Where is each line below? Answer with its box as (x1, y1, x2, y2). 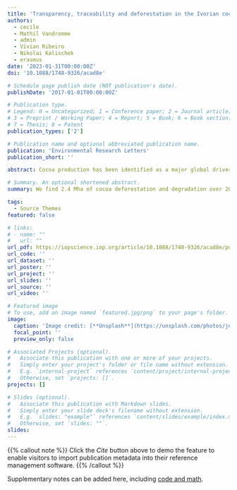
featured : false (7, 211, 55, 219)
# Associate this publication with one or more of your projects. (7, 354, 213, 362)
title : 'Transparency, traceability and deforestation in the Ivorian (7, 10, 219, 18)
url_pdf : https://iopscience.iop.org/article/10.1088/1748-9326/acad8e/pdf (7, 244, 235, 251)
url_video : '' (7, 290, 49, 297)
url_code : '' (7, 251, 46, 258)
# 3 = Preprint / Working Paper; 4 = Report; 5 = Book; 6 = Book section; (7, 114, 232, 122)
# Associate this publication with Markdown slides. (7, 400, 172, 407)
